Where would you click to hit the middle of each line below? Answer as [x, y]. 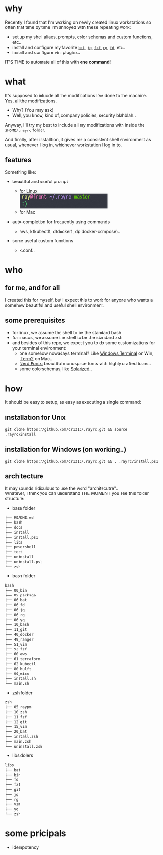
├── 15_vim [16, 726]
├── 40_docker [20, 634]
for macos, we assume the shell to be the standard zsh [67, 337]
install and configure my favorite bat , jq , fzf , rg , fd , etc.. [69, 47]
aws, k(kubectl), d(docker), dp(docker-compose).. [70, 231]
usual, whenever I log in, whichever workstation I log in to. [63, 145]
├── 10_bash [17, 624]
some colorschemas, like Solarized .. [56, 369]
